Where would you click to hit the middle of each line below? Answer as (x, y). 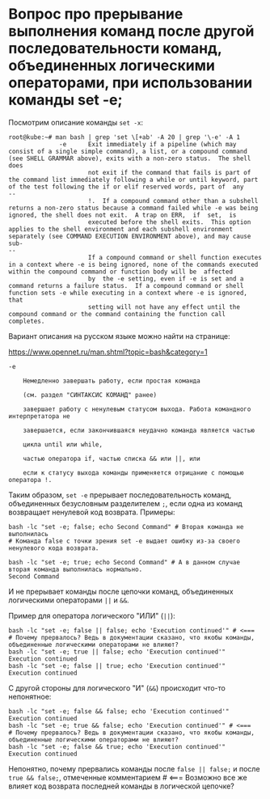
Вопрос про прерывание (96, 14)
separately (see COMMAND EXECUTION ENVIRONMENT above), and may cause (130, 236)
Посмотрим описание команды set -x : (76, 122)
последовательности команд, (115, 49)
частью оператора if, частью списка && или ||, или (112, 459)
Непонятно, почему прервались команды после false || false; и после (134, 768)
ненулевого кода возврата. (54, 548)
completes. (27, 321)
